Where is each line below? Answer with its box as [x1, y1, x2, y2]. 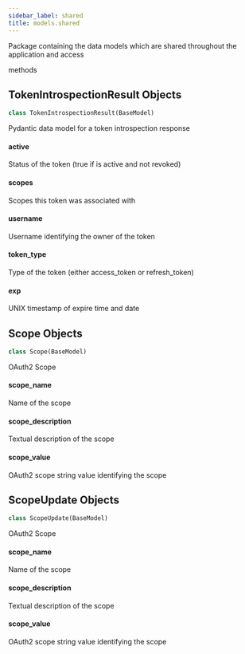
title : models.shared [8, 19, 80, 27]
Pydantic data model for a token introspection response [8, 124, 191, 133]
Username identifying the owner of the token [8, 231, 155, 241]
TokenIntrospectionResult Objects [8, 88, 182, 101]
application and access [8, 49, 84, 59]
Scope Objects [8, 326, 83, 340]
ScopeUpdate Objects [8, 493, 120, 506]
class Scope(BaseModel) [8, 348, 87, 356]
